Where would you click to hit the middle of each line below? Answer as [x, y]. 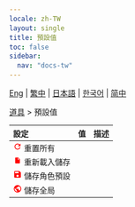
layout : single [37, 28]
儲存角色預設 [47, 176]
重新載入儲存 [47, 162]
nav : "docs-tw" [45, 66]
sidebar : [25, 56]
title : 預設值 [33, 37]
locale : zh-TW [35, 19]
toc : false [29, 47]
